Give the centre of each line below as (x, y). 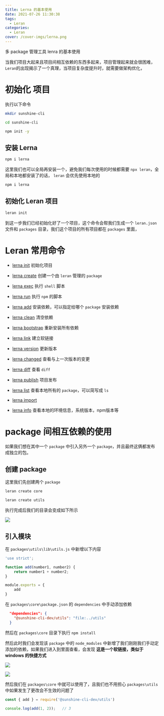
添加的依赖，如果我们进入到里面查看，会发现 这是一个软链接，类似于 (74, 649)
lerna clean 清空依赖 (33, 317)
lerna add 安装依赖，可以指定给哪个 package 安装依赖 (65, 307)
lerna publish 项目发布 (35, 380)
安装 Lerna (21, 148)
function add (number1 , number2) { (40, 567)
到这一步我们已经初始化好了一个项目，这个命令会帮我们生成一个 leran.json (81, 223)
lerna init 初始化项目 (32, 265)
